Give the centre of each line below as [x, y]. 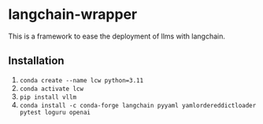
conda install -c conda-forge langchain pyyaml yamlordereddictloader [138, 105]
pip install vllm [48, 97]
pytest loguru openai [55, 112]
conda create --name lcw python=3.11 [81, 80]
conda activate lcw [52, 89]
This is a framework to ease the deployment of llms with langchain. [117, 36]
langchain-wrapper [73, 15]
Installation [36, 61]
